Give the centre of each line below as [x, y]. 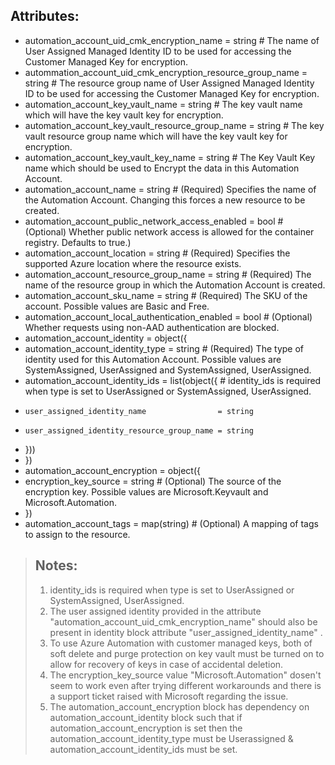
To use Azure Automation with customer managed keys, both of [181, 643]
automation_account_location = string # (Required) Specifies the [157, 253]
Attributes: [45, 16]
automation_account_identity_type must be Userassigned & [171, 738]
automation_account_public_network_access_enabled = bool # [154, 221]
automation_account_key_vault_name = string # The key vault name [163, 104]
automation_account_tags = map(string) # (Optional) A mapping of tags [171, 523]
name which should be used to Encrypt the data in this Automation [162, 168]
